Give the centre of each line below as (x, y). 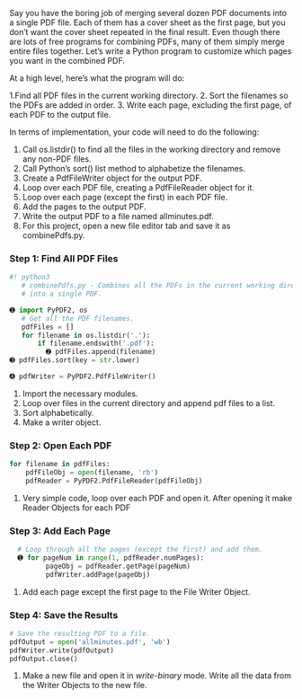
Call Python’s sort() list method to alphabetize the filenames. (133, 168)
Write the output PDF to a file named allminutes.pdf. (118, 216)
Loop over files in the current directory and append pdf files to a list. (149, 403)
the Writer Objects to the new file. (84, 686)
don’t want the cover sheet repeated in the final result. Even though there (145, 32)
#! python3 (30, 278)
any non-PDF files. (57, 159)
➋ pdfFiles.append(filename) (101, 352)
